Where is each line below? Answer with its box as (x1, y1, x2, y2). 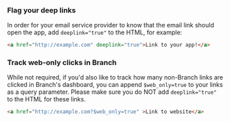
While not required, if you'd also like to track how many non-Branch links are (7, 73, 224, 82)
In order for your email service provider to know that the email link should (7, 21, 214, 29)
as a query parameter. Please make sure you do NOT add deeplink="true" (7, 88, 218, 96)
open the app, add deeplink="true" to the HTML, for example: (7, 28, 183, 36)
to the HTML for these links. (7, 95, 86, 103)
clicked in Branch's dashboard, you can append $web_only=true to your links (7, 81, 223, 89)
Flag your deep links (7, 5, 76, 15)
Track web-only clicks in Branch (7, 58, 117, 67)
